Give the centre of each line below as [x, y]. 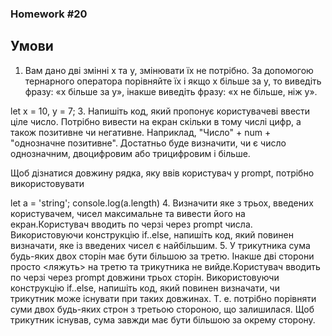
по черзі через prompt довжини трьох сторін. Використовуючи [145, 277]
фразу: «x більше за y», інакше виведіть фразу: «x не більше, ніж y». [171, 91]
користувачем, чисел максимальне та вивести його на [128, 213]
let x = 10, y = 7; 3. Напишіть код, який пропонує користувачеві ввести [160, 111]
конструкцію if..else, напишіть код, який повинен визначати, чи [145, 288]
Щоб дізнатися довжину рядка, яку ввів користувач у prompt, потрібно [162, 173]
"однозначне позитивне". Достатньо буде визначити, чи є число [148, 143]
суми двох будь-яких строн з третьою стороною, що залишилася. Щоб [162, 309]
